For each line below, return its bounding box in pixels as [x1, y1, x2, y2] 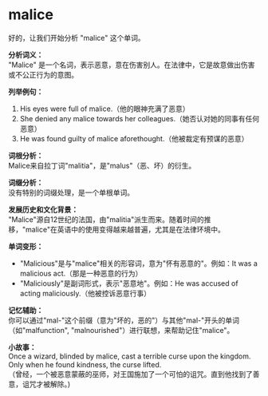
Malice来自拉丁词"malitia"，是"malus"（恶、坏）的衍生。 [8, 160, 196, 170]
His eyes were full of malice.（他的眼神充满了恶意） [19, 104, 190, 113]
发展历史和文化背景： [8, 204, 78, 214]
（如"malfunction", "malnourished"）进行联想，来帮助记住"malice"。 [8, 325, 235, 335]
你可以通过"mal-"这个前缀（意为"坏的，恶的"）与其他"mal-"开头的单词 [8, 315, 240, 325]
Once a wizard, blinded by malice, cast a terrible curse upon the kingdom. [8, 351, 251, 361]
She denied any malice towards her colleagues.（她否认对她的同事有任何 [19, 113, 260, 123]
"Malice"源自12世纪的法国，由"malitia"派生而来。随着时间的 [8, 214, 205, 224]
